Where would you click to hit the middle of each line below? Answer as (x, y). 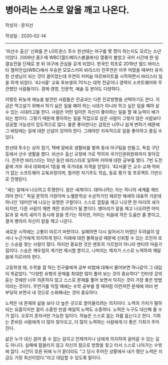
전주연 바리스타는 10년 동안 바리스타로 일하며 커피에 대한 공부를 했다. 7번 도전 (87, 160)
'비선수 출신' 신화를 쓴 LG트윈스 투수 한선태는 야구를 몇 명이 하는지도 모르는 (78, 51)
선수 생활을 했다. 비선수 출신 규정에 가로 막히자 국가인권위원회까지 (82, 154)
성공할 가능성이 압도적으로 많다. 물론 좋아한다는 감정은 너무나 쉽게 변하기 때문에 (82, 124)
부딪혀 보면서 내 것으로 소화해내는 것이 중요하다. (52, 292)
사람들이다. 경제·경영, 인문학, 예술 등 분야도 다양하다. (69, 89)
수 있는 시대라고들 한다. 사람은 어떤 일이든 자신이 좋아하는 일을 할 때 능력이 (78, 112)
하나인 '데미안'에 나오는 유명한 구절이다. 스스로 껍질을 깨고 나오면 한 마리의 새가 (82, 202)
